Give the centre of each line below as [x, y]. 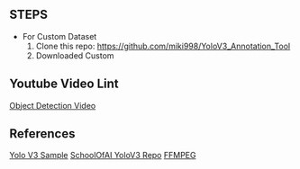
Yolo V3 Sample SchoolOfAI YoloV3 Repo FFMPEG [103, 156]
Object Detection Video [53, 105]
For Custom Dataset [59, 36]
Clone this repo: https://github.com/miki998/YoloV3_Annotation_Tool [163, 46]
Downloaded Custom [75, 55]
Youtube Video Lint [64, 84]
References [42, 134]
